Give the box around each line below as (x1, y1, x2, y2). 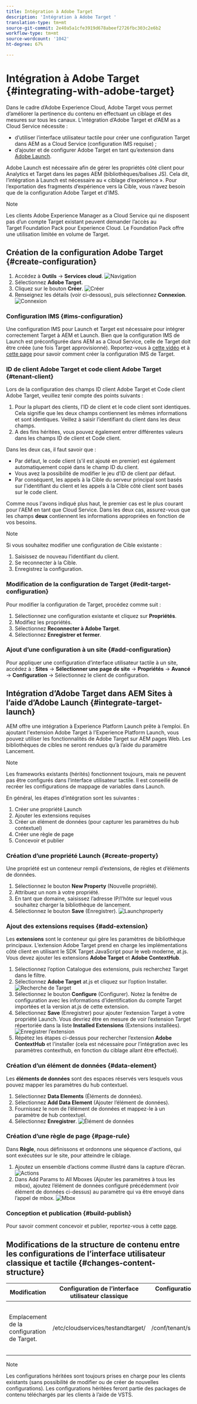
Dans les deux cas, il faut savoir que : (6, 446, 97, 453)
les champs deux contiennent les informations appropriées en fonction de (6, 513, 185, 520)
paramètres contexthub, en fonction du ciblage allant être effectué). (14, 1047, 179, 1054)
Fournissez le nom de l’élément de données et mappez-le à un (14, 1105, 165, 1112)
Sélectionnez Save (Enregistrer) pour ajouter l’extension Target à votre (14, 1009, 185, 1017)
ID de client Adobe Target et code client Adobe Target (6, 365, 162, 373)
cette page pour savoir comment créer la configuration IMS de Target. (6, 350, 175, 357)
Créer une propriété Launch (14, 805, 82, 813)
